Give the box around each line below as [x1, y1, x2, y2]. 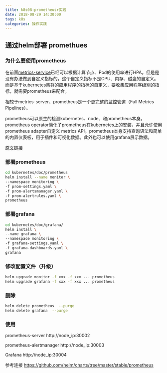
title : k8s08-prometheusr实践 [5, 7, 66, 12]
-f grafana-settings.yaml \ [5, 241, 64, 246]
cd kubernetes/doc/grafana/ [5, 222, 64, 227]
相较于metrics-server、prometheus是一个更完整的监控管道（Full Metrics [5, 98, 155, 105]
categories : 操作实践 [5, 21, 47, 26]
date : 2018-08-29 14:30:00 [5, 12, 61, 17]
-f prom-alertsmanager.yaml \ [5, 188, 68, 193]
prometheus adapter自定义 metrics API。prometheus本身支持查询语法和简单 [5, 128, 162, 134]
